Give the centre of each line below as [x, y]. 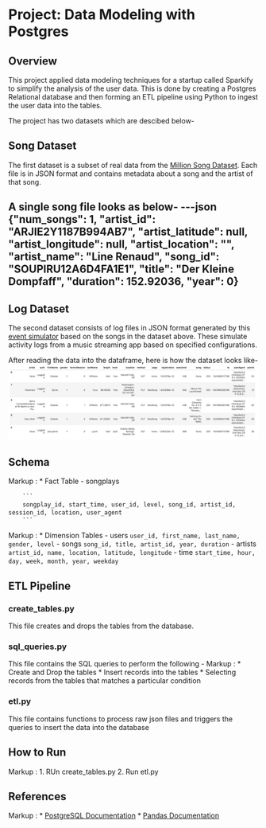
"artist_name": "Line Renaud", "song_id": [114, 257]
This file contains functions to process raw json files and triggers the [120, 719]
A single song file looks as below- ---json [112, 207]
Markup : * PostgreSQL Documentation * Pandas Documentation [114, 816]
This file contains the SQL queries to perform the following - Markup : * [125, 664]
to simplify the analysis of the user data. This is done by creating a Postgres [132, 88]
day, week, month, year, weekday [64, 562]
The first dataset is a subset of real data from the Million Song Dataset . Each [133, 165]
